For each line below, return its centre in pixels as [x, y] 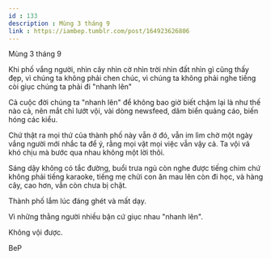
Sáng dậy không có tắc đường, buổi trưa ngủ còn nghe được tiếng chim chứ [135, 168]
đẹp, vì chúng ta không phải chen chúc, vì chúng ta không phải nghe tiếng [132, 79]
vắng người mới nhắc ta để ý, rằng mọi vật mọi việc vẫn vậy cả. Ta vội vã [129, 144]
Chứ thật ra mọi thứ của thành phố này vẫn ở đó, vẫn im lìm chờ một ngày [131, 135]
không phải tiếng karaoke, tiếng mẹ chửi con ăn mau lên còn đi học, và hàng [136, 177]
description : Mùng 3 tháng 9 [59, 23]
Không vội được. [36, 232]
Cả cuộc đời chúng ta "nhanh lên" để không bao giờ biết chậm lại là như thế [135, 103]
